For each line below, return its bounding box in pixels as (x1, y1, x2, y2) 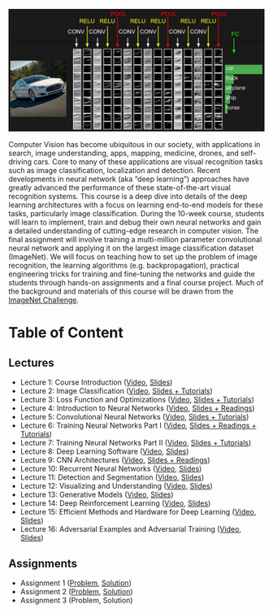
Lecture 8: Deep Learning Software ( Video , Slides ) (19, 446, 189, 456)
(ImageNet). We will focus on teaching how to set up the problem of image (8, 252, 258, 262)
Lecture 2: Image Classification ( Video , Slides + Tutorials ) (19, 386, 213, 396)
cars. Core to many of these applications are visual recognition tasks (33, 157, 263, 167)
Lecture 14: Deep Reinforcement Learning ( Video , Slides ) (19, 498, 211, 508)
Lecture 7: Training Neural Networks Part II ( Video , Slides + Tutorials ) (19, 438, 252, 448)
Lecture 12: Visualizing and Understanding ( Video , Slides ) (19, 481, 213, 491)
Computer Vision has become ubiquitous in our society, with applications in (8, 140, 261, 150)
